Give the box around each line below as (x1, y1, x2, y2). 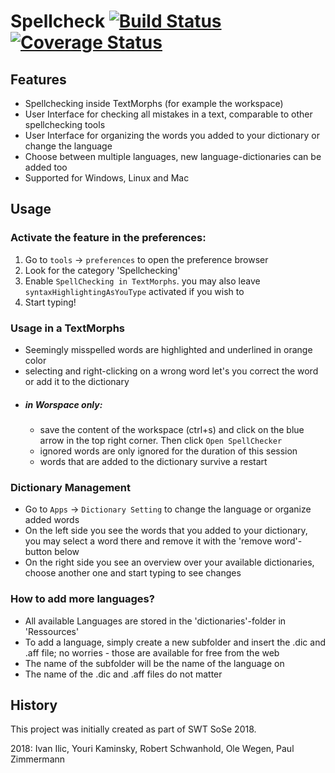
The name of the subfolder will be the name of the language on (24, 657, 285, 669)
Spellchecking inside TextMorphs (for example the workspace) (24, 98, 284, 109)
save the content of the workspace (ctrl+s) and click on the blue (39, 423, 305, 435)
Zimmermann (10, 753, 66, 765)
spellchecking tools (24, 119, 106, 130)
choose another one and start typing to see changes (24, 567, 242, 579)
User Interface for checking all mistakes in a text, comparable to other (24, 108, 313, 120)
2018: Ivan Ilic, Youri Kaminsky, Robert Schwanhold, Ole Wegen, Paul (10, 743, 295, 755)
